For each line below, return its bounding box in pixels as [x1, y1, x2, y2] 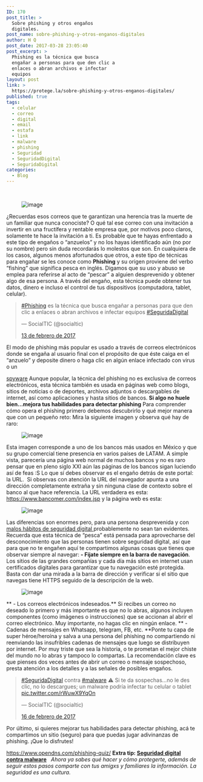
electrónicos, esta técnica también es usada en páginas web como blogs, [6, 381, 190, 389]
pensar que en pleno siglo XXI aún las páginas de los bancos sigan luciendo [6, 463, 196, 470]
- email [12, 122, 32, 128]
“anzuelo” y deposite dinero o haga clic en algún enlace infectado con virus [6, 356, 195, 364]
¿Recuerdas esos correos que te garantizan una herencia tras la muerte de [6, 213, 193, 220]
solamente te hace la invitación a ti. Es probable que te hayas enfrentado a [6, 232, 193, 239]
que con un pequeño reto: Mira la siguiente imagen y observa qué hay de [6, 413, 190, 421]
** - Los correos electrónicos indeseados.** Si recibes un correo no [6, 600, 176, 607]
